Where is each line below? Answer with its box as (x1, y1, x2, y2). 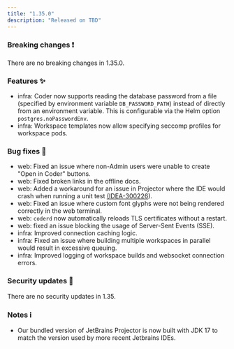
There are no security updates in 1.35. (7, 292, 117, 300)
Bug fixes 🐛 (7, 147, 47, 156)
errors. (17, 259, 37, 267)
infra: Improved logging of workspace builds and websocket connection (17, 251, 225, 260)
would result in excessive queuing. (17, 244, 117, 252)
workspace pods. (17, 129, 68, 138)
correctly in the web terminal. (17, 207, 103, 215)
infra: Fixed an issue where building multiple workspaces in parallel (17, 237, 211, 245)
